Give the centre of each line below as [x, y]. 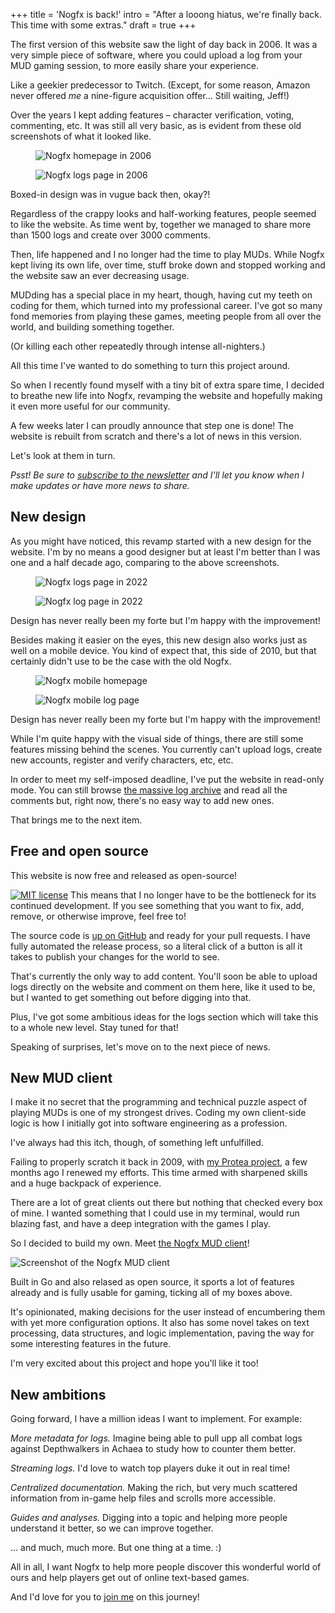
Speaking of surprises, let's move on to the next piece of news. [140, 1046]
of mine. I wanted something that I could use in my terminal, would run [155, 1213]
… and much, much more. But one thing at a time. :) [116, 1548]
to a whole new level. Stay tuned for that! [94, 1027]
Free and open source [79, 851]
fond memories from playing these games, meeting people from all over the [166, 316]
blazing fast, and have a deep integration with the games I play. [140, 1224]
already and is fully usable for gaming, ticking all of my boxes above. [151, 1293]
